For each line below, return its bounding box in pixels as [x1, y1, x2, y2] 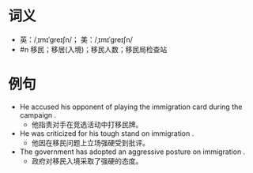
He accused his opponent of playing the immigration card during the [19, 102, 243, 111]
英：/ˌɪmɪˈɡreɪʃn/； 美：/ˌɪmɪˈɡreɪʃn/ [19, 35, 133, 44]
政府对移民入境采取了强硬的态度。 [31, 156, 143, 166]
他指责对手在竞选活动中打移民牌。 [31, 119, 143, 129]
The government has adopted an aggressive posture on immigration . [19, 147, 246, 156]
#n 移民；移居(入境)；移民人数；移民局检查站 [19, 44, 168, 54]
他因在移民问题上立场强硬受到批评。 [31, 137, 150, 147]
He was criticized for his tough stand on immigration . [19, 128, 194, 138]
